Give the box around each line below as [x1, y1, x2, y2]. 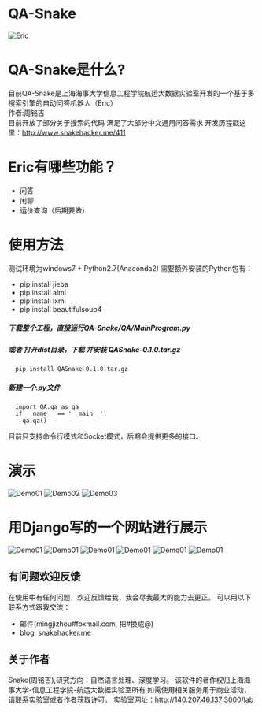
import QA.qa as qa [15, 403, 79, 411]
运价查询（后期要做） [19, 206, 89, 215]
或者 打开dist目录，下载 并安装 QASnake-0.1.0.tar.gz [8, 344, 181, 354]
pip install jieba [19, 279, 69, 288]
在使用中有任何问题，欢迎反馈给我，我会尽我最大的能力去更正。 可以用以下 [8, 592, 252, 602]
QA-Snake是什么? [8, 61, 126, 79]
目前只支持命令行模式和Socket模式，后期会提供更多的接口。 [8, 432, 203, 441]
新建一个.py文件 [8, 383, 61, 392]
